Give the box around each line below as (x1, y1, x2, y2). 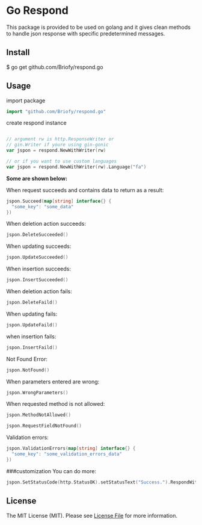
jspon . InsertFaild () (6, 344, 58, 350)
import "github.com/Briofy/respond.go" (6, 108, 106, 114)
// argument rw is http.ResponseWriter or (6, 136, 114, 142)
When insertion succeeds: (6, 266, 71, 273)
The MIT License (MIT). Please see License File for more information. (6, 512, 177, 519)
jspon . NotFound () (6, 367, 50, 373)
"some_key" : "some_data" (11, 203, 74, 210)
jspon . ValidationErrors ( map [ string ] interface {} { (6, 446, 136, 452)
